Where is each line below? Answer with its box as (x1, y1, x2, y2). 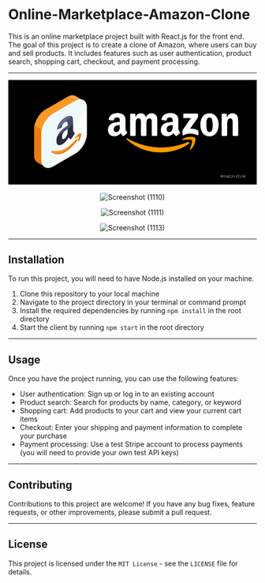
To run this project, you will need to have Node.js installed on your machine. (8, 274, 255, 283)
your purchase (19, 432, 67, 441)
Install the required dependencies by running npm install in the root (19, 306, 242, 316)
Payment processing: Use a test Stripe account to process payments (19, 439, 243, 449)
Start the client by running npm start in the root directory (19, 323, 205, 332)
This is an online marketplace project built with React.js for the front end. (8, 32, 244, 41)
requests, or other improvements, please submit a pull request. (8, 507, 212, 518)
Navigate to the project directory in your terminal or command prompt (19, 297, 247, 307)
